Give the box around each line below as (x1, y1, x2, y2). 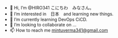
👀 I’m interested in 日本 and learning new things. (9, 11, 114, 17)
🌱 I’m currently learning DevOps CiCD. (9, 17, 88, 22)
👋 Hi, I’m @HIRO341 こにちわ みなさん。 (9, 5, 94, 10)
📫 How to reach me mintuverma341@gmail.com (9, 27, 108, 33)
